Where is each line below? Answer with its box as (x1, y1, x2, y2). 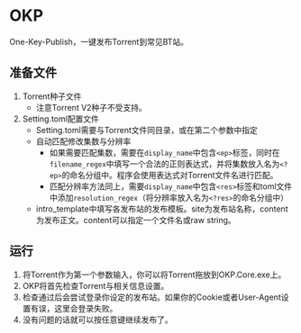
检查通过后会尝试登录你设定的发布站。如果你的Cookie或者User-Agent (22, 292, 281, 302)
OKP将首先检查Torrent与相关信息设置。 (22, 280, 169, 291)
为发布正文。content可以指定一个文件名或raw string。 (35, 214, 236, 225)
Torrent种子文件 (22, 91, 82, 102)
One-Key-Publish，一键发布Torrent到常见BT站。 (9, 36, 189, 47)
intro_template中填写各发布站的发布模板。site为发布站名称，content (35, 203, 288, 214)
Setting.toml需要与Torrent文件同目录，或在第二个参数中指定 (35, 124, 259, 135)
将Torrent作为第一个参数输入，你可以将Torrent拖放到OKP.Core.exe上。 (22, 269, 287, 280)
